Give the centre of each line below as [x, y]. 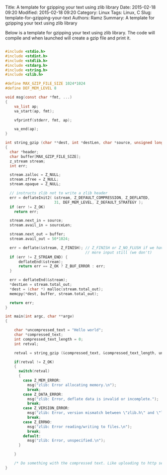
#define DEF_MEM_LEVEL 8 [31, 88]
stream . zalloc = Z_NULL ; [35, 175]
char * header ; [24, 152]
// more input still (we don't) [119, 252]
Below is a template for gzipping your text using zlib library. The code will [80, 33]
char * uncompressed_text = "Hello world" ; [59, 330]
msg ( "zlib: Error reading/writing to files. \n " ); [80, 427]
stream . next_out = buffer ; [38, 234]
